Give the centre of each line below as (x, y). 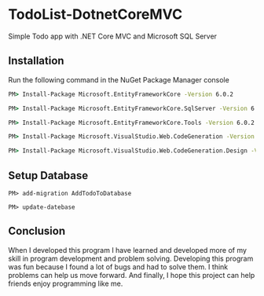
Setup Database (48, 175)
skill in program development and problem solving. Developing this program (131, 258)
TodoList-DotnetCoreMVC (95, 15)
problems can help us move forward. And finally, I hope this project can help (132, 275)
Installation (36, 61)
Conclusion (37, 231)
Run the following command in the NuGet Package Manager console (119, 79)
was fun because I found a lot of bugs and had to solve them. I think (118, 267)
